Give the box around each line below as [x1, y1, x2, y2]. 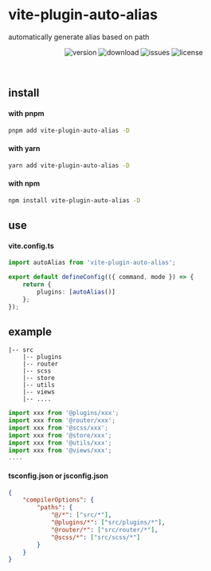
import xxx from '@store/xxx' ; [8, 431, 112, 439]
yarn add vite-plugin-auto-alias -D [8, 162, 130, 170]
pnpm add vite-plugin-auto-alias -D [8, 126, 130, 134]
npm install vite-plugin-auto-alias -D [8, 196, 141, 205]
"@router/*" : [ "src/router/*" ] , [50, 525, 158, 533]
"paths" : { [37, 504, 73, 512]
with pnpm [8, 108, 45, 118]
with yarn [8, 144, 41, 153]
